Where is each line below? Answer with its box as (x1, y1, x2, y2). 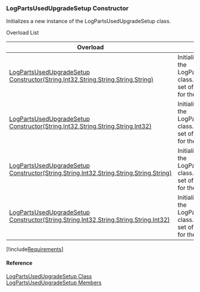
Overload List (6, 29, 39, 36)
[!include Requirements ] (6, 246, 64, 253)
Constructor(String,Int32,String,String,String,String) (9, 75, 154, 84)
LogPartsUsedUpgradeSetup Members (6, 279, 102, 286)
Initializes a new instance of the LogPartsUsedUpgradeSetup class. (6, 18, 171, 25)
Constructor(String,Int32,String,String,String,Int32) (9, 122, 152, 131)
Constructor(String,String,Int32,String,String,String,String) (9, 169, 172, 177)
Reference (6, 259, 33, 266)
